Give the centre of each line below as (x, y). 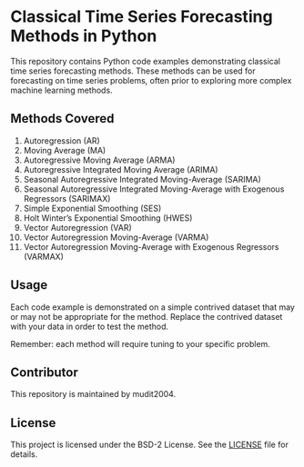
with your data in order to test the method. (90, 326)
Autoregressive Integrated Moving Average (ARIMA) (121, 169)
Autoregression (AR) (62, 140)
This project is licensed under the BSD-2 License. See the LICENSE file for (150, 445)
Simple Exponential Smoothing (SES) (92, 208)
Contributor (44, 372)
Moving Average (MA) (65, 150)
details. (24, 454)
